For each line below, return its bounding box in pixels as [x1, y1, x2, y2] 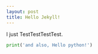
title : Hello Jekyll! [6, 14, 61, 20]
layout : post [6, 8, 39, 15]
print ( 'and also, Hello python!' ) [6, 42, 93, 48]
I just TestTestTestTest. [6, 30, 63, 37]
